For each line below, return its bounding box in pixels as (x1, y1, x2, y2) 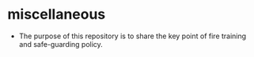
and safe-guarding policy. (18, 39, 104, 48)
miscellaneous (7, 5, 106, 23)
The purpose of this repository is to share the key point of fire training (18, 31, 247, 41)
